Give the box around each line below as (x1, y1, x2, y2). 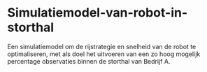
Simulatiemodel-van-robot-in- (7, 5, 188, 21)
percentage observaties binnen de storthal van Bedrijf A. (7, 57, 171, 65)
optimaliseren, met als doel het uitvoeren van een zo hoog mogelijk (7, 50, 201, 58)
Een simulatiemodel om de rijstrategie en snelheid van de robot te (7, 42, 197, 51)
